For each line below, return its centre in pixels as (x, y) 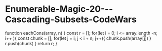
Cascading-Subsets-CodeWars (71, 19)
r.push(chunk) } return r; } (31, 43)
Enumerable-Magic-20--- (59, 9)
